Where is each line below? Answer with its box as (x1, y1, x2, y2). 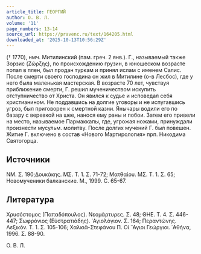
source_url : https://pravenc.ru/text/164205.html (6, 31, 134, 37)
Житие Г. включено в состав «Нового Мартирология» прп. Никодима (6, 131, 186, 138)
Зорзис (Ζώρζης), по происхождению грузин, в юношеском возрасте (6, 60, 186, 67)
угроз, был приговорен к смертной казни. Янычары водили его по (6, 105, 178, 112)
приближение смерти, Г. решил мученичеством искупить (6, 86, 156, 93)
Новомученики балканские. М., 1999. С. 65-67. (6, 177, 127, 184)
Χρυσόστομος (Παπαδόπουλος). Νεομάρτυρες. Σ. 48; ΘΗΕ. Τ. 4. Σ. (6, 210, 174, 218)
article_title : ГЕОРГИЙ (6, 8, 66, 15)
